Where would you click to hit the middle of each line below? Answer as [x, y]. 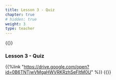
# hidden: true [21, 19]
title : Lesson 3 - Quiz [30, 10]
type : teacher [20, 29]
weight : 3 [16, 24]
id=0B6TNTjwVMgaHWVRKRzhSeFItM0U [48, 72]
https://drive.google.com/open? [56, 67]
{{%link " [15, 67]
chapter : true [20, 15]
